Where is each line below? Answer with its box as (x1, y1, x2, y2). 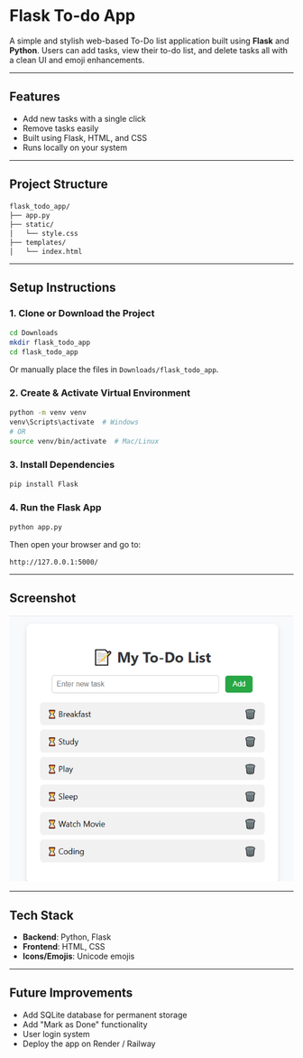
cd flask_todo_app (9, 348, 78, 357)
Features (9, 89, 60, 105)
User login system (22, 1028, 90, 1039)
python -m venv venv (9, 408, 87, 417)
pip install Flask (9, 480, 78, 489)
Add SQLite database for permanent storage (22, 1009, 188, 1020)
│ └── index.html (9, 247, 83, 256)
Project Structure (9, 177, 108, 192)
